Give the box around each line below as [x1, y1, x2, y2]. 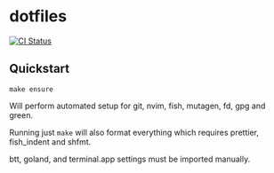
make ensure [9, 84, 53, 94]
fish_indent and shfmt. [9, 136, 92, 147]
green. [9, 109, 34, 121]
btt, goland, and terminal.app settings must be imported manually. [9, 153, 251, 164]
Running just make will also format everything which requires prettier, [9, 127, 260, 138]
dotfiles [9, 6, 68, 27]
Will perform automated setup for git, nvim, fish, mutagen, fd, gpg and [9, 100, 266, 111]
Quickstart [9, 61, 70, 76]
